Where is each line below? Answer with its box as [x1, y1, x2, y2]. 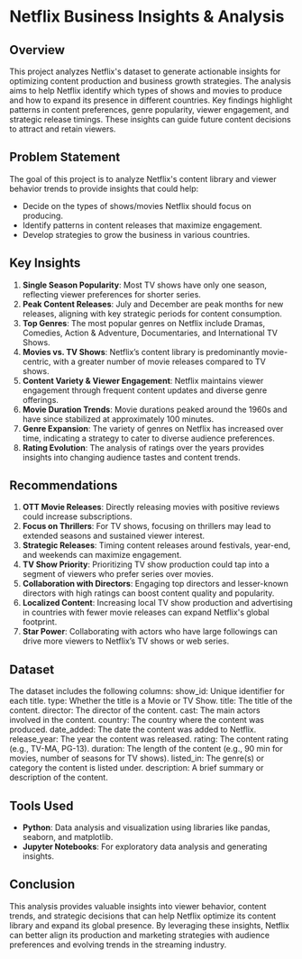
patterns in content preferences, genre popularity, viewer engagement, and [9, 105, 289, 114]
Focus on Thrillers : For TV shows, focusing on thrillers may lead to [22, 521, 272, 532]
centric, [22, 356, 51, 367]
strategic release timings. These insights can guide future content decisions [9, 114, 291, 124]
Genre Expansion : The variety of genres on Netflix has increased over [22, 423, 284, 434]
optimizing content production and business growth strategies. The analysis [9, 76, 291, 87]
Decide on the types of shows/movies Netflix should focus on [22, 200, 252, 211]
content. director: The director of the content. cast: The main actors [9, 705, 261, 716]
